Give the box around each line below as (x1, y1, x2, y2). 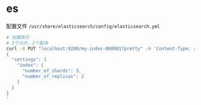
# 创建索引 (6, 34, 30, 40)
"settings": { (11, 56, 47, 63)
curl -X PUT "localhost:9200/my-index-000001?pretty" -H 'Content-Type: (6, 46, 191, 52)
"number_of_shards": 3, (22, 68, 82, 74)
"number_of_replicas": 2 (22, 74, 84, 80)
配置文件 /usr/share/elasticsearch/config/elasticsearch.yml (6, 22, 160, 29)
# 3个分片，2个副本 (6, 40, 48, 46)
